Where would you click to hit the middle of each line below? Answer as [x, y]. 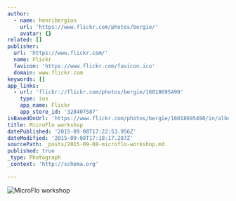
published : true [31, 151]
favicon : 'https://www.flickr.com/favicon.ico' [85, 66]
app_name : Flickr [45, 105]
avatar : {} [36, 33]
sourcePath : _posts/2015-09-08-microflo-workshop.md [86, 145]
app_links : [23, 86]
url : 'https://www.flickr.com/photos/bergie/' [89, 27]
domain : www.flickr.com [48, 72]
